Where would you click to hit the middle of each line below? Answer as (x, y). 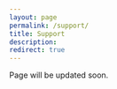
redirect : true (37, 50)
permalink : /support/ (49, 26)
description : (33, 42)
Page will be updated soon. (59, 75)
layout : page (33, 17)
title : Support (37, 33)
